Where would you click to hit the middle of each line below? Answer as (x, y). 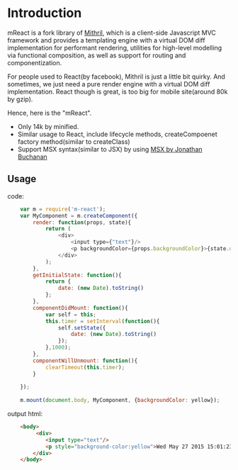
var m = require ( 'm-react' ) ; (63, 209)
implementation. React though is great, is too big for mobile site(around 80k (118, 91)
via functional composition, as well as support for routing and (97, 55)
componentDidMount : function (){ (81, 308)
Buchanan (32, 157)
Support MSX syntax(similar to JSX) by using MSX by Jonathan (110, 149)
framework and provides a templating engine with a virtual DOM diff (106, 40)
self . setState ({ (82, 328)
